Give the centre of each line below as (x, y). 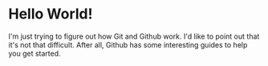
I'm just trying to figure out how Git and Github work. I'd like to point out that (134, 36)
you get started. (35, 53)
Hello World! (51, 14)
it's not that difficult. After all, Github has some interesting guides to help (128, 44)
